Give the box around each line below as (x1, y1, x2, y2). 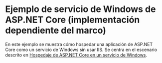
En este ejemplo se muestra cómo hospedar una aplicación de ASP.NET (5, 41, 153, 47)
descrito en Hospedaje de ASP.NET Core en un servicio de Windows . (5, 51, 148, 58)
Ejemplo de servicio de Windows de (5, 3, 156, 15)
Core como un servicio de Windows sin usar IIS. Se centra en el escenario (5, 46, 158, 52)
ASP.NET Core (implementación (5, 14, 140, 25)
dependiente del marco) (5, 25, 106, 36)
